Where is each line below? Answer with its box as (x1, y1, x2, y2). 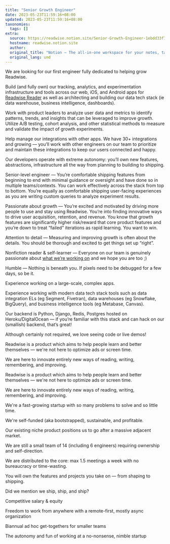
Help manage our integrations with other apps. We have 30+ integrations (5, 136, 157, 142)
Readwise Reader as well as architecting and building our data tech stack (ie (5, 94, 164, 101)
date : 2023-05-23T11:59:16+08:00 (5, 12, 76, 17)
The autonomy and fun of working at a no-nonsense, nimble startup (5, 533, 147, 539)
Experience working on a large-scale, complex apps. (5, 280, 115, 286)
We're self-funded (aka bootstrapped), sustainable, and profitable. (5, 418, 144, 424)
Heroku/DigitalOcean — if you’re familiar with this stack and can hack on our (5, 316, 164, 323)
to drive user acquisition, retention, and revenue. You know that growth (5, 214, 153, 220)
